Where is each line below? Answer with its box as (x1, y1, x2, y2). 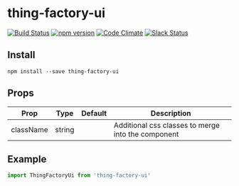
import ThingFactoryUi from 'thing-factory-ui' (7, 172, 152, 179)
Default (81, 108, 107, 118)
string (55, 124, 75, 134)
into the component (113, 129, 179, 139)
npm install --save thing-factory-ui (7, 67, 119, 75)
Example (7, 153, 47, 165)
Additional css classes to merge (113, 120, 221, 130)
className (11, 124, 48, 134)
